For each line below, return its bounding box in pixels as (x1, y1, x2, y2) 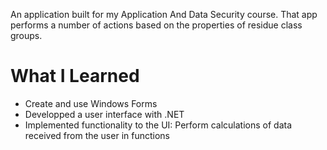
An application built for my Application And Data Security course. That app (10, 9, 318, 20)
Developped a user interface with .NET (24, 108, 185, 120)
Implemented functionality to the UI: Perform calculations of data (24, 119, 293, 131)
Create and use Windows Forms (24, 97, 158, 109)
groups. (10, 30, 43, 41)
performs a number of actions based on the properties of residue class (10, 19, 303, 31)
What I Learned (10, 65, 140, 88)
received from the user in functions (24, 129, 170, 141)
